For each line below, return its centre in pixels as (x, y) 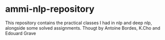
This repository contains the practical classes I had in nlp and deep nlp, (79, 23)
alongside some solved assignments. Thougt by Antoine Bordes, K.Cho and (83, 28)
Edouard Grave (21, 33)
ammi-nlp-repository (50, 9)
